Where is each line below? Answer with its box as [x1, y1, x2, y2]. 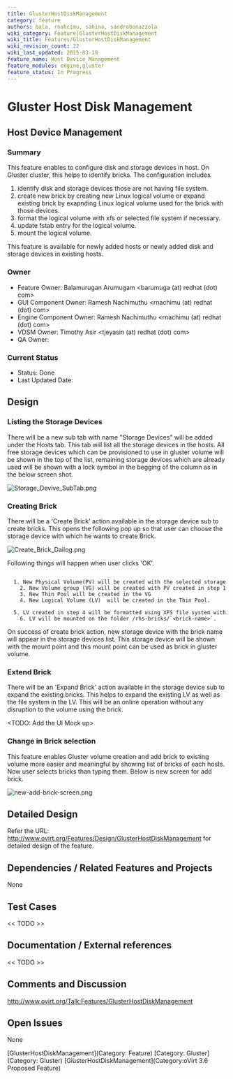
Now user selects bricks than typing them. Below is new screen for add [7, 767, 212, 776]
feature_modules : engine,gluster [7, 62, 105, 69]
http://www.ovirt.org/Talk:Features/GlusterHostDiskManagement [7, 997, 193, 1005]
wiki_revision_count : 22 [7, 43, 80, 50]
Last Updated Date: [17, 375, 73, 384]
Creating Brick [7, 501, 57, 511]
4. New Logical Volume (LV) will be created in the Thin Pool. [20, 597, 211, 604]
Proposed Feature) [7, 1064, 61, 1073]
